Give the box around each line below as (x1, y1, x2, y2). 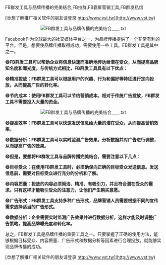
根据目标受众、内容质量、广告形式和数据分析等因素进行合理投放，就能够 (9, 238, 157, 243)
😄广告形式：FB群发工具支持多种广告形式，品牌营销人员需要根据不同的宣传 (5, 198, 159, 203)
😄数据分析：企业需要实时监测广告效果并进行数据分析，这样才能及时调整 (5, 214, 153, 220)
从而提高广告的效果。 (5, 143, 49, 149)
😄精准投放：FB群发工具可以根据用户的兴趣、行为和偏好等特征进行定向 (5, 76, 150, 82)
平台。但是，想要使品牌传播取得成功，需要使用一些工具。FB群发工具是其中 (5, 42, 159, 48)
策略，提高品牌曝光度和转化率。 (9, 221, 75, 226)
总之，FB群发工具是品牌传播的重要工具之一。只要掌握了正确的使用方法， (5, 231, 154, 237)
